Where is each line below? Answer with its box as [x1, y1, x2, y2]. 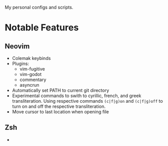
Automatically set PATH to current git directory [12, 88, 109, 93]
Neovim [5, 42, 30, 50]
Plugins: [12, 60, 29, 66]
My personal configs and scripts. [5, 5, 74, 10]
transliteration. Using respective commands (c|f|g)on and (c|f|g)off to [12, 98, 163, 104]
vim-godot [19, 71, 42, 77]
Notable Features [5, 22, 79, 33]
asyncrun [19, 82, 39, 88]
